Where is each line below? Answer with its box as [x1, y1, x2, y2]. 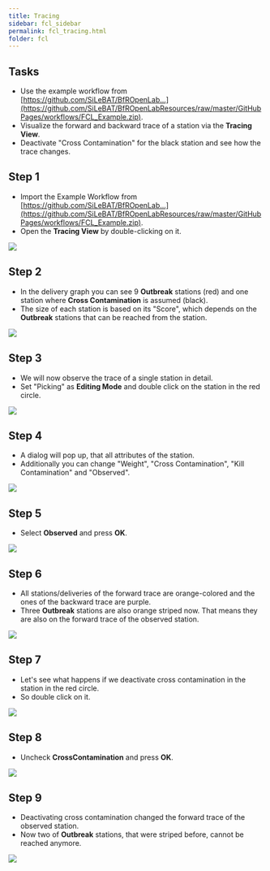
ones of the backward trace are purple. [19, 596, 152, 606]
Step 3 [8, 351, 42, 366]
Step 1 [8, 170, 41, 184]
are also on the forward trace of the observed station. [19, 614, 199, 624]
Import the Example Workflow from [19, 192, 138, 201]
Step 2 [8, 265, 42, 279]
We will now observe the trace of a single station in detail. [19, 373, 213, 383]
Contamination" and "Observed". [19, 468, 131, 478]
